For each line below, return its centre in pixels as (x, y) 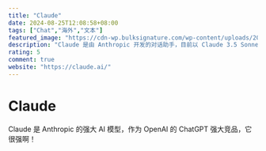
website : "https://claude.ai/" (60, 67)
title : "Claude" (35, 15)
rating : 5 (25, 52)
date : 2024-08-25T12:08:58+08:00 (63, 23)
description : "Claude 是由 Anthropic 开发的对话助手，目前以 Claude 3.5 (123, 45)
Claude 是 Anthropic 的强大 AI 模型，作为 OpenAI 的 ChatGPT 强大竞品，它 (130, 129)
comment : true (32, 60)
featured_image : (35, 38)
